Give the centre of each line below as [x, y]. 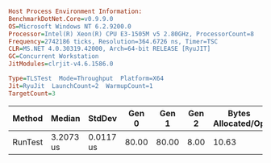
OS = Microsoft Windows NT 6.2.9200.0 [70, 26]
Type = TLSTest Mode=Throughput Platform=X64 [86, 78]
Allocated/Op [239, 123]
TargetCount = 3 [32, 94]
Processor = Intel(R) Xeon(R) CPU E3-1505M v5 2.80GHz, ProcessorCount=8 [131, 34]
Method [28, 118]
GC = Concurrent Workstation [54, 56]
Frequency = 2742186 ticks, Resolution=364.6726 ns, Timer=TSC [113, 41]
